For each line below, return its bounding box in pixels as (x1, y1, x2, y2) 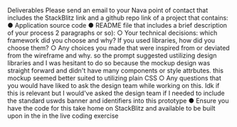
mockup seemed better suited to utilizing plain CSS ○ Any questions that (7, 74, 222, 82)
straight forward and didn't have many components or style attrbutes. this (7, 67, 224, 74)
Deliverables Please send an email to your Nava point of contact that (7, 6, 209, 14)
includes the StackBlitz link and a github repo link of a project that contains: (7, 13, 229, 22)
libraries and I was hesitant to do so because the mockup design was (7, 59, 211, 67)
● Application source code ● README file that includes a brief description (7, 21, 228, 29)
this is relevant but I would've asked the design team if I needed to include (7, 89, 226, 97)
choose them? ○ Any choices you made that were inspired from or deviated (7, 44, 230, 52)
